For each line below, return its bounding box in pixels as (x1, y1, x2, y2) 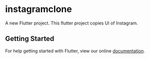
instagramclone (5, 3, 72, 15)
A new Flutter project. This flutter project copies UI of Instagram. (5, 20, 138, 26)
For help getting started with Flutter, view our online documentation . (5, 47, 145, 53)
